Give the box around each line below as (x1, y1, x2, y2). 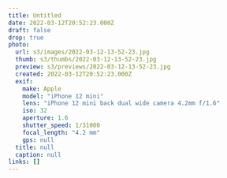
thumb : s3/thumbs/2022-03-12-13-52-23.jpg (15, 56, 157, 64)
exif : (15, 77, 34, 85)
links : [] (8, 158, 41, 166)
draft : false (8, 26, 51, 34)
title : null (15, 143, 55, 151)
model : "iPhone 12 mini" (22, 92, 104, 100)
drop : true (8, 33, 44, 42)
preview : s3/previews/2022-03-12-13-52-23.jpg (15, 63, 171, 71)
